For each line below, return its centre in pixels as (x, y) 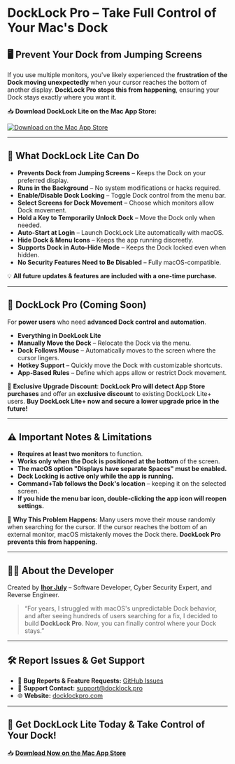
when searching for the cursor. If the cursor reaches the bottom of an (107, 527)
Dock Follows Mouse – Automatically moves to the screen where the (116, 350)
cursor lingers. (38, 357)
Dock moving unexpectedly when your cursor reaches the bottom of (107, 82)
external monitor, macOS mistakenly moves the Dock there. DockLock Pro (114, 535)
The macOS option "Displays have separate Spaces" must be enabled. (122, 469)
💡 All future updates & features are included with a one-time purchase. (112, 275)
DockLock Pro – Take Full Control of (112, 13)
